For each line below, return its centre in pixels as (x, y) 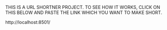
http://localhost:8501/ (28, 22)
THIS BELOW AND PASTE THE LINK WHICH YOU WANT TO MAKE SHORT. (84, 12)
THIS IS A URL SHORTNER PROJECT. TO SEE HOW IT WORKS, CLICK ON (83, 7)
